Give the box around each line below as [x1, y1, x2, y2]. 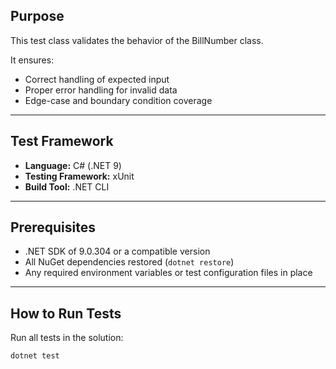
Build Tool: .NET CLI [24, 180, 110, 193]
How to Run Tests [10, 305, 122, 322]
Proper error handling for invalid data [24, 84, 178, 96]
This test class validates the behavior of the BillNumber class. [10, 34, 264, 46]
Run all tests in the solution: [10, 332, 124, 344]
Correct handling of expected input [24, 73, 170, 85]
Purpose [10, 8, 65, 25]
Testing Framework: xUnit [24, 170, 135, 182]
